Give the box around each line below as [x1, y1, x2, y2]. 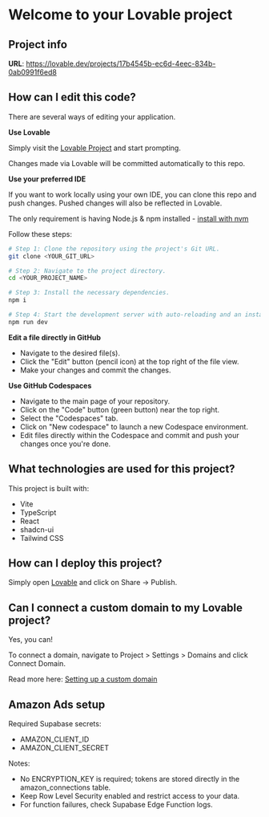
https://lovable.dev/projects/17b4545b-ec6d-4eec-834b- [26, 59, 216, 68]
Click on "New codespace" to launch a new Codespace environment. [19, 421, 248, 431]
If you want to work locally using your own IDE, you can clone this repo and [8, 189, 257, 199]
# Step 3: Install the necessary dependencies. [8, 289, 171, 297]
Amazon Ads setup [8, 697, 106, 711]
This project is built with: [8, 483, 90, 493]
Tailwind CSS [19, 533, 64, 543]
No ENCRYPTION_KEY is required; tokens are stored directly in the [19, 774, 240, 784]
